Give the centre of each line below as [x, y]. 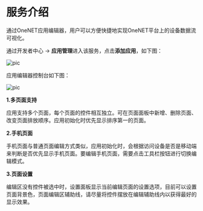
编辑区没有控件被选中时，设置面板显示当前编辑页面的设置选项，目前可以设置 [101, 187]
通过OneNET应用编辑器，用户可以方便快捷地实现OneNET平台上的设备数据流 [101, 30]
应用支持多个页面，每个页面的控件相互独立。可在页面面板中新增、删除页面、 [101, 112]
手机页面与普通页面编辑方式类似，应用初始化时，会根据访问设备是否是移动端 [101, 146]
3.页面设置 [20, 174]
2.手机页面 [20, 133]
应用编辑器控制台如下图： [38, 75]
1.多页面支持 [22, 100]
